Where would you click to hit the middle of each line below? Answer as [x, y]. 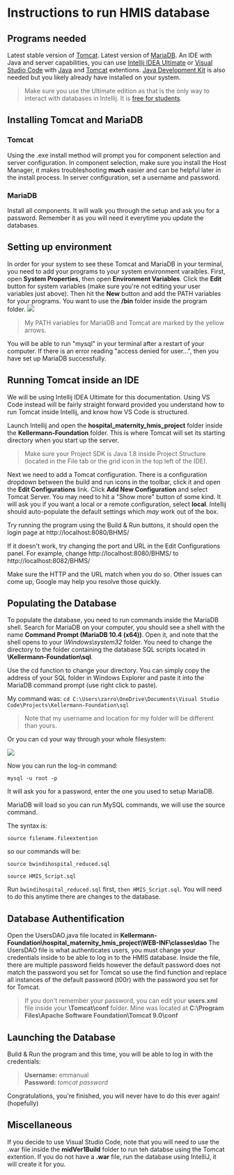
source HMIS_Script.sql [42, 876]
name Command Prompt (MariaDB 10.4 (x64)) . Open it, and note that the [113, 635]
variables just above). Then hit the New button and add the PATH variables [114, 293]
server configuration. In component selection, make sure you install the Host [117, 162]
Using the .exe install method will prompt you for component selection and [114, 155]
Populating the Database [62, 603]
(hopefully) [23, 1103]
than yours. [40, 726]
